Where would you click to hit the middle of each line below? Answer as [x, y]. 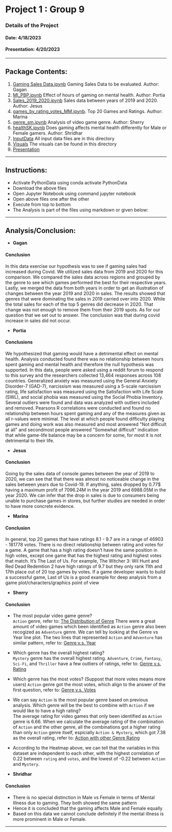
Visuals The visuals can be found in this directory [64, 144]
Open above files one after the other [51, 199]
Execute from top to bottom [42, 204]
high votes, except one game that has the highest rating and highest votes [83, 556]
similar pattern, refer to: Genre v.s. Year [54, 643]
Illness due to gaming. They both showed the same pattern [75, 803]
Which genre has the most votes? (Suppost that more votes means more [89, 679]
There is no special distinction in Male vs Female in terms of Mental [84, 797]
